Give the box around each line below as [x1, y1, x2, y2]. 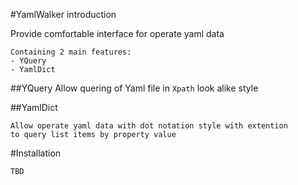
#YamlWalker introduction [10, 9, 117, 20]
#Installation [10, 147, 62, 159]
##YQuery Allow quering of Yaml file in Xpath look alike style [10, 82, 259, 94]
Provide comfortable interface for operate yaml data [10, 28, 225, 39]
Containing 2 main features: [10, 47, 132, 57]
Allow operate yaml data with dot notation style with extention [10, 121, 288, 131]
